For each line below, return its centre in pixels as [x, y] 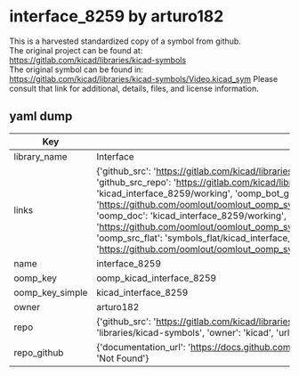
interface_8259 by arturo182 [117, 16]
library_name [41, 156]
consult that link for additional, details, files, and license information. [134, 88]
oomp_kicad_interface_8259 [156, 278]
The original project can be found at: [76, 50]
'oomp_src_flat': [129, 238]
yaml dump [41, 116]
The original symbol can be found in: [77, 69]
